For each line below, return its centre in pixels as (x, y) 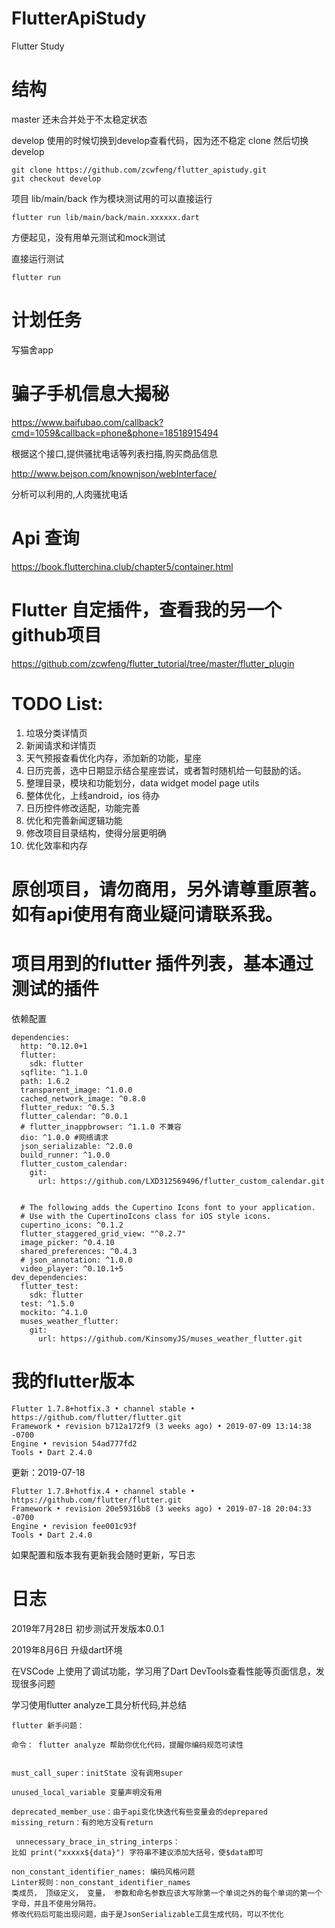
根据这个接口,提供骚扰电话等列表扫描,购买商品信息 (115, 453)
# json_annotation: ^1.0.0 (76, 1260)
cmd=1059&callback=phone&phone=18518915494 (115, 433)
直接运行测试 (37, 258)
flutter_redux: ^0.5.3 (67, 1107)
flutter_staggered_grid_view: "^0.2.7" (103, 1233)
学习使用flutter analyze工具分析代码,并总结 (99, 1704)
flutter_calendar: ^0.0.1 (74, 1116)
